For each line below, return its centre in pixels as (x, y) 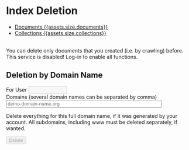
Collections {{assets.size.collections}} (60, 33)
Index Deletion (42, 11)
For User (17, 89)
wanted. (16, 128)
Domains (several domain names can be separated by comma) (82, 97)
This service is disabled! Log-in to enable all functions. (72, 57)
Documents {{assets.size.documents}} (61, 27)
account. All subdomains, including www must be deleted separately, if (92, 122)
